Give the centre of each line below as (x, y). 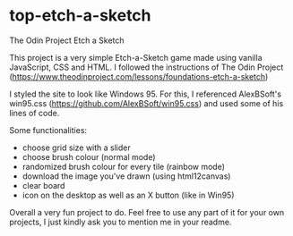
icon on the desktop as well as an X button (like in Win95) (128, 195)
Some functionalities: (48, 130)
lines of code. (34, 113)
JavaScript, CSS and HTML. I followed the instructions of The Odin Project (146, 67)
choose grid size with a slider (77, 147)
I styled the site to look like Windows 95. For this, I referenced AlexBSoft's (146, 94)
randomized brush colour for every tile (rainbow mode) (124, 166)
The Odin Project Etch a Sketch (67, 40)
